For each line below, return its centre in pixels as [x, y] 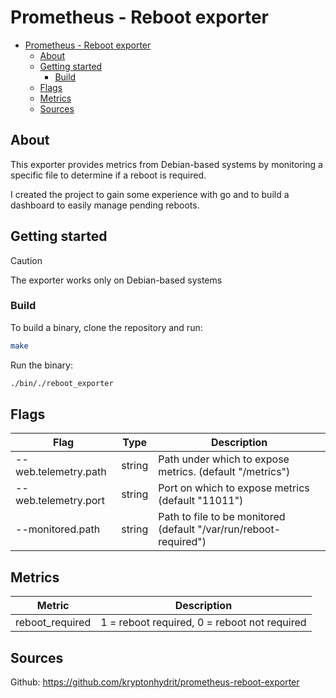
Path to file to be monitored [222, 517]
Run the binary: [41, 365]
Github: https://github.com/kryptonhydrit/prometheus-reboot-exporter [155, 682]
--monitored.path [58, 529]
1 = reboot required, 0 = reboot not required [203, 623]
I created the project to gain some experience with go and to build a [150, 194]
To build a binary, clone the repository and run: [106, 327]
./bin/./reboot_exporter [62, 383]
